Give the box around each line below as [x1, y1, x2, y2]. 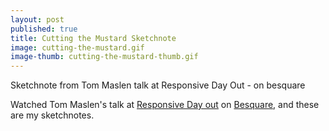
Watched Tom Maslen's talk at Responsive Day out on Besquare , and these [10, 99, 320, 111]
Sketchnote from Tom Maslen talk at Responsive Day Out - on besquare [10, 79, 306, 91]
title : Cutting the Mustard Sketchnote [10, 33, 177, 43]
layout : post [10, 14, 65, 25]
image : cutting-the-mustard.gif [10, 42, 145, 53]
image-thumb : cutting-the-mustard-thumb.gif [10, 52, 199, 62]
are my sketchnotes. [10, 109, 95, 121]
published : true [10, 24, 78, 34]
